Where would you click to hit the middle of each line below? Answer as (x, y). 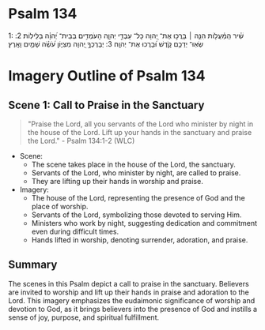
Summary (33, 265)
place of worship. (60, 206)
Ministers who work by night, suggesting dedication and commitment (144, 223)
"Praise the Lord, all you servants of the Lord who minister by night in (140, 124)
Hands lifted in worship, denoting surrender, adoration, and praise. (140, 240)
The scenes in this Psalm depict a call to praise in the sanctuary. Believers (129, 283)
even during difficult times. (75, 231)
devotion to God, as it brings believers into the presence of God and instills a (133, 309)
